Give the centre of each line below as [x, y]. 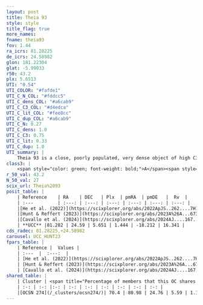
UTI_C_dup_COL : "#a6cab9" [39, 118]
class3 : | [19, 164]
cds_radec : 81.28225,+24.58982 [46, 231]
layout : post [23, 12]
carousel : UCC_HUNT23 [34, 236]
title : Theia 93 [27, 18]
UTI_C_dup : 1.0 [25, 146]
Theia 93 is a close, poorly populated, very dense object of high [104, 158]
